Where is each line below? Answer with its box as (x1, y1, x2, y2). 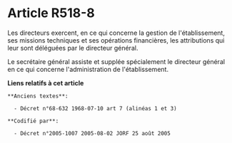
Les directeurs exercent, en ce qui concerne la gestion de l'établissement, (7, 28, 225, 37)
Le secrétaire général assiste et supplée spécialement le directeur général (7, 57, 226, 65)
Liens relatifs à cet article (7, 78, 84, 87)
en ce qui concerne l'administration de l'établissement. (7, 65, 169, 73)
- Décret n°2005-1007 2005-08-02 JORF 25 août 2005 (14, 129, 171, 137)
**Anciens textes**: (7, 92, 69, 100)
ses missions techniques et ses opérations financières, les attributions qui (7, 36, 225, 44)
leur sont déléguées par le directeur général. (7, 43, 138, 52)
